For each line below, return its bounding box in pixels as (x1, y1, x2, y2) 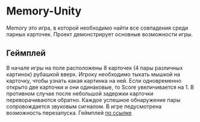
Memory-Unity (6, 4, 82, 18)
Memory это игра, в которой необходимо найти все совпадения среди (6, 24, 189, 31)
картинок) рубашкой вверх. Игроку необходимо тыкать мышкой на (6, 71, 181, 78)
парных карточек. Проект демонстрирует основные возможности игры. (6, 30, 193, 37)
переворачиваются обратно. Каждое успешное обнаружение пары (6, 96, 181, 103)
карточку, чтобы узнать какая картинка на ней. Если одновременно (6, 77, 182, 84)
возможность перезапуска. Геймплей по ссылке (6, 109, 132, 116)
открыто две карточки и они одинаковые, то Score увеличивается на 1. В (6, 83, 195, 91)
